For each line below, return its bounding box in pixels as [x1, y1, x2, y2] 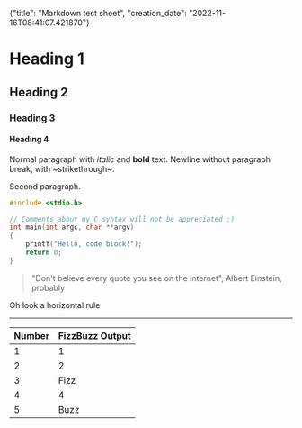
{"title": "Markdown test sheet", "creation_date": [9, 8, 187, 18]
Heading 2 [9, 85, 69, 100]
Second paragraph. [9, 180, 81, 192]
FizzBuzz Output [58, 329, 132, 341]
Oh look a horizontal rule [9, 299, 101, 310]
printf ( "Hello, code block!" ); [25, 240, 143, 249]
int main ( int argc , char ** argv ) [9, 223, 135, 232]
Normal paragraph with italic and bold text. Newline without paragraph [9, 153, 271, 165]
